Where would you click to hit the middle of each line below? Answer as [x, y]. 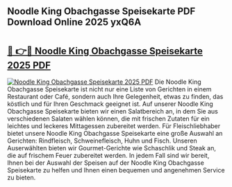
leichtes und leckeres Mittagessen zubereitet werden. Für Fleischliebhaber [114, 126]
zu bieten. [22, 177]
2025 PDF [29, 65]
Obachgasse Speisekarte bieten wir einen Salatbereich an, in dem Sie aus [113, 111]
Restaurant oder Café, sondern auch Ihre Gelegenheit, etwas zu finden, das [115, 97]
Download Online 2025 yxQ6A [74, 23]
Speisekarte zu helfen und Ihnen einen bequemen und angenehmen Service [116, 170]
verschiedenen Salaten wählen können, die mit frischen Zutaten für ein [108, 118]
